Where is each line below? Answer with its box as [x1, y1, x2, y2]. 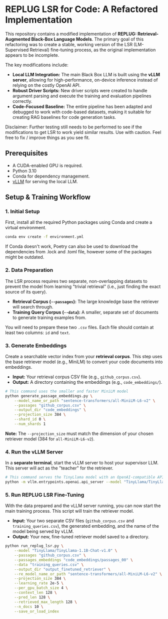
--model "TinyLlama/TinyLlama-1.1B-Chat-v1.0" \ [14, 548, 117, 553]
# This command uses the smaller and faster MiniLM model [5, 389, 128, 394]
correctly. [12, 98, 32, 104]
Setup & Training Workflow [5, 193, 91, 202]
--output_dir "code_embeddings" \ [14, 407, 86, 412]
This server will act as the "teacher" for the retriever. [5, 465, 113, 471]
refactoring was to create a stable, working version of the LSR [5, 41, 133, 47]
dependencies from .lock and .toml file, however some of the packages [5, 249, 152, 255]
